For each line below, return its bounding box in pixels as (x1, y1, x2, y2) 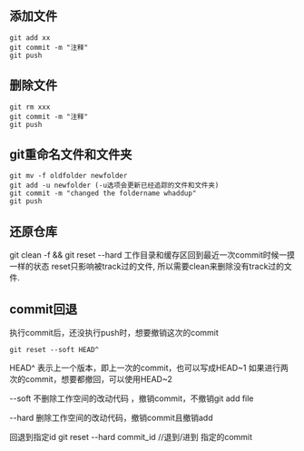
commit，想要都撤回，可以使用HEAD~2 (25, 374, 172, 385)
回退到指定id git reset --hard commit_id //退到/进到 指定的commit (9, 432, 252, 443)
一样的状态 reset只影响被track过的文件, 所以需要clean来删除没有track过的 (9, 261, 284, 272)
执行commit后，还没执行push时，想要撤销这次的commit (9, 328, 220, 338)
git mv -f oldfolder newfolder (9, 172, 128, 181)
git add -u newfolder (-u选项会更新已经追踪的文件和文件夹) (9, 181, 220, 191)
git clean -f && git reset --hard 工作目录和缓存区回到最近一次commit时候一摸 (9, 250, 296, 260)
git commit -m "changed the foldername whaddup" (9, 189, 197, 198)
